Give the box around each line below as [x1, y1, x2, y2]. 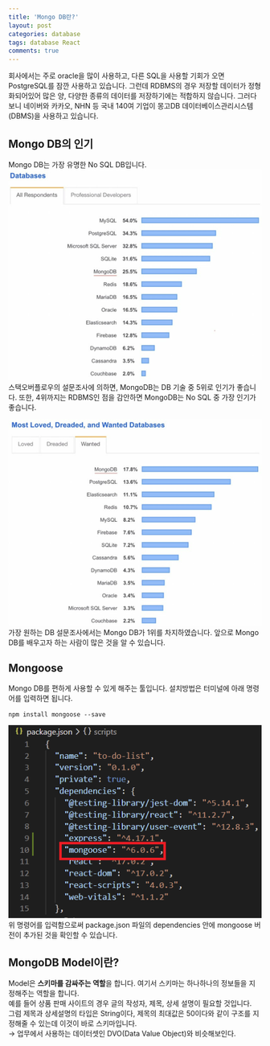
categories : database [8, 30, 81, 38]
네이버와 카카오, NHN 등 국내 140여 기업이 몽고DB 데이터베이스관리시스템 [22, 101, 254, 111]
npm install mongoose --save [8, 711, 106, 719]
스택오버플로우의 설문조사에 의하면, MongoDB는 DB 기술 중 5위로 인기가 [8, 382, 235, 392]
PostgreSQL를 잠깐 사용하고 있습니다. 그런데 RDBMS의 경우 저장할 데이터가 [8, 81, 247, 91]
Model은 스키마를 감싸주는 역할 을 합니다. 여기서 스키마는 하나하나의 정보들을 [8, 978, 247, 988]
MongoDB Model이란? [8, 955, 119, 969]
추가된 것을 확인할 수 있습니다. [22, 929, 118, 940]
